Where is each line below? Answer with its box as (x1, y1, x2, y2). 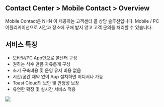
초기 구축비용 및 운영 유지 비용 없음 (12, 67, 81, 73)
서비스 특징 (5, 40, 38, 49)
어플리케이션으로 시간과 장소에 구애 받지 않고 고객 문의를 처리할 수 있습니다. (5, 24, 153, 30)
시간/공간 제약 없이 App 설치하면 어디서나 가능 (12, 73, 104, 79)
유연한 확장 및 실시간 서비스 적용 (12, 86, 76, 92)
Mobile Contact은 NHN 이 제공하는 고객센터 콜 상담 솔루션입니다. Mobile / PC (5, 18, 159, 24)
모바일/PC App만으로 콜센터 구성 (12, 55, 77, 61)
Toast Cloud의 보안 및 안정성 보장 (12, 80, 79, 86)
